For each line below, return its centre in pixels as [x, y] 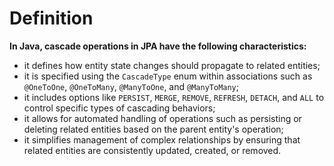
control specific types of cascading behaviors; [119, 108]
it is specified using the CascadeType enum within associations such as [168, 76]
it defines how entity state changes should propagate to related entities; [172, 65]
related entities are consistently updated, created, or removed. [152, 150]
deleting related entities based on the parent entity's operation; [153, 129]
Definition [51, 18]
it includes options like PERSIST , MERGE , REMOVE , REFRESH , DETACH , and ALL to [174, 97]
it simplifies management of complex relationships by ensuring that [162, 139]
